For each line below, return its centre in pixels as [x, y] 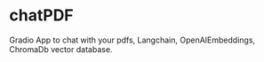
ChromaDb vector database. [61, 49]
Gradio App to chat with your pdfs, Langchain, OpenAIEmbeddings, [132, 40]
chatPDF [41, 15]
